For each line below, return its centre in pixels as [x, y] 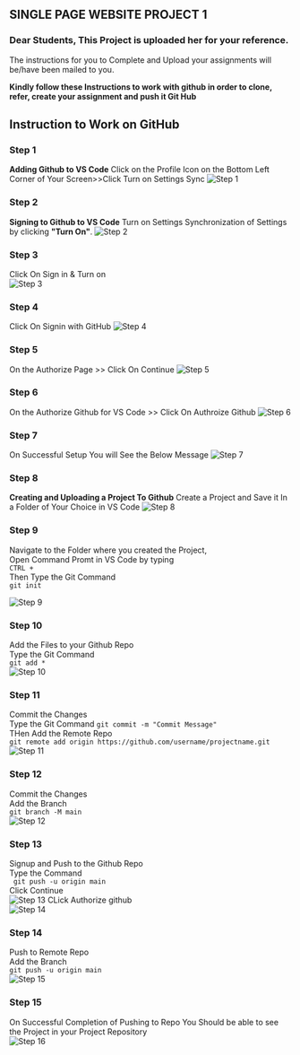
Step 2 [24, 203]
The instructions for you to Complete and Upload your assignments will [140, 60]
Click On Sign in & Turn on [57, 274]
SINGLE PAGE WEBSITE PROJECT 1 [108, 15]
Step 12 [26, 774]
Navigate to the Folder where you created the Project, [108, 550]
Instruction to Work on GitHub [94, 125]
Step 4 [24, 307]
